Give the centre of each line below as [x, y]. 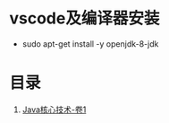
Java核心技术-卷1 [54, 110]
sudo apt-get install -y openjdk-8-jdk [90, 44]
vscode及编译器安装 [84, 18]
